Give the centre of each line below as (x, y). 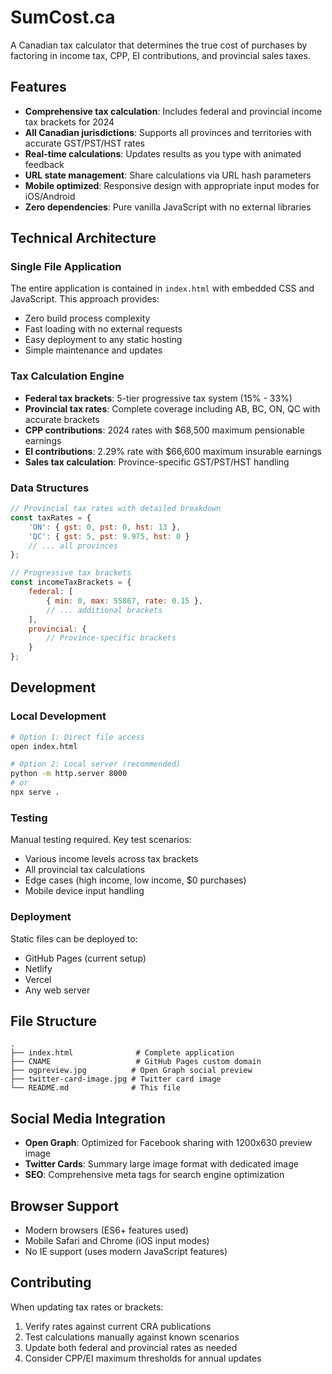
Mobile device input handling (84, 891)
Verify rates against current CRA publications (118, 1326)
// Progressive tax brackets (71, 573)
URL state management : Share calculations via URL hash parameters (168, 175)
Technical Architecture (83, 238)
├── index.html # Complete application (122, 1053)
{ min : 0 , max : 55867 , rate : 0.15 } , (125, 601)
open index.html (44, 746)
